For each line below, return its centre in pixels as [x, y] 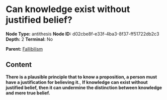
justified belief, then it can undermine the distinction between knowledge [84, 87]
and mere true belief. [28, 93]
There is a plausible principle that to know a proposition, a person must [81, 77]
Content [19, 65]
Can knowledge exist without [68, 9]
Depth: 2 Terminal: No [29, 39]
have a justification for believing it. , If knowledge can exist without [77, 82]
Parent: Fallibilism [24, 49]
